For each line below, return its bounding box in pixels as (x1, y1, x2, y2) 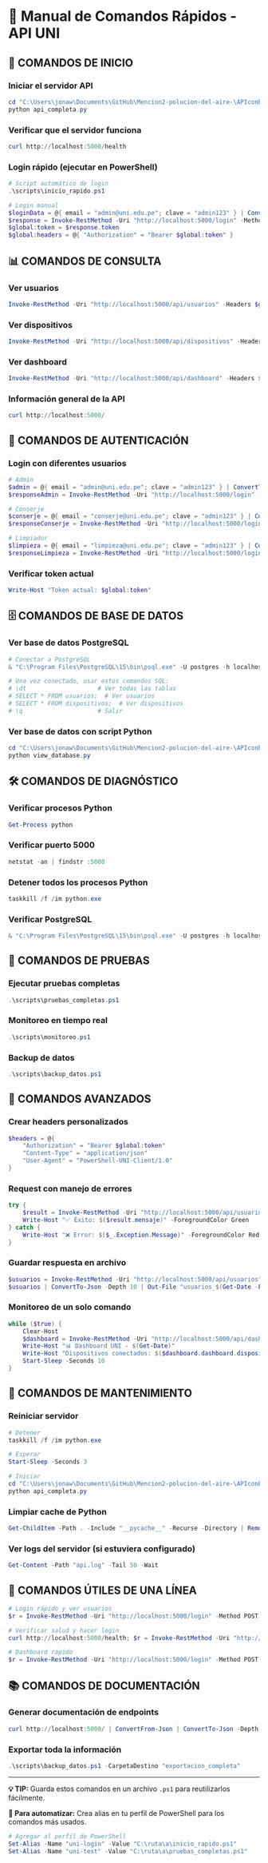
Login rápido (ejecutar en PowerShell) (8, 161, 158, 173)
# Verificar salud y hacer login (8, 1626, 120, 1634)
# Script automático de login (8, 180, 109, 188)
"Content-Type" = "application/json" (22, 1149, 148, 1157)
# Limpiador (8, 535, 48, 543)
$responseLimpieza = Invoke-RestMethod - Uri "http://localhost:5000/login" (8, 549, 266, 557)
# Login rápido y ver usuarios (8, 1604, 112, 1613)
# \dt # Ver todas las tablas (8, 685, 177, 693)
